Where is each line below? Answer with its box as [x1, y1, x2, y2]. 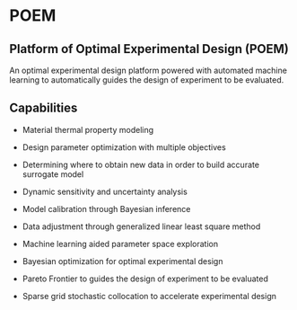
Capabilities [9, 101, 78, 116]
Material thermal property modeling [22, 124, 154, 135]
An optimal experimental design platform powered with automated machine [9, 65, 287, 75]
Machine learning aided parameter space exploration [22, 238, 218, 249]
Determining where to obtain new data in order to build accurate [22, 159, 260, 170]
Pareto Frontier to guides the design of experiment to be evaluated [22, 273, 269, 284]
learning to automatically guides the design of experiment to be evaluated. [9, 75, 284, 85]
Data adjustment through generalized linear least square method [22, 221, 261, 232]
